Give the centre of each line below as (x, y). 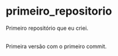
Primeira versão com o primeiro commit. (56, 46)
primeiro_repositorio (59, 11)
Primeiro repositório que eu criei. (47, 28)
